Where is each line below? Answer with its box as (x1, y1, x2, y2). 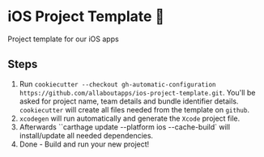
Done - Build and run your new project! (19, 139, 150, 149)
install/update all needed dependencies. (19, 130, 154, 140)
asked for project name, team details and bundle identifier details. (19, 96, 239, 106)
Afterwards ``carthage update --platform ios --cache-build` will (19, 121, 231, 132)
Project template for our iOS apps (7, 34, 119, 44)
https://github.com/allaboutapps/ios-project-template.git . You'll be (19, 87, 256, 97)
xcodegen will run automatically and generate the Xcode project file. (19, 113, 241, 123)
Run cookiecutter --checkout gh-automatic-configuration (19, 78, 216, 88)
